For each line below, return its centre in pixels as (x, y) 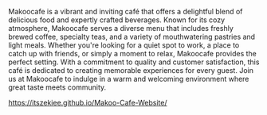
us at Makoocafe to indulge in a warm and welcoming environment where (129, 79)
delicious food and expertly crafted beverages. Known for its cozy (117, 20)
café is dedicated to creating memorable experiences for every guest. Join (131, 70)
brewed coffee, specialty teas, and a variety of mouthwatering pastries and (132, 36)
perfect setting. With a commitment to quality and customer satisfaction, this (134, 62)
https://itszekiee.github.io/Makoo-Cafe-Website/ (88, 103)
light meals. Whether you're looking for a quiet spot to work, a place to (124, 45)
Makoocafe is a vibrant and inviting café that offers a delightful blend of (126, 11)
